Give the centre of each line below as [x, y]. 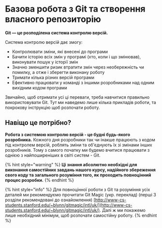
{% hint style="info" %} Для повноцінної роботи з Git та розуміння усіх [78, 189]
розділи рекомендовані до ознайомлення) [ [50, 200]
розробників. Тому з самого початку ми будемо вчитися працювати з [77, 150]
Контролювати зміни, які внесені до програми [60, 52]
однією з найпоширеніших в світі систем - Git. [53, 155]
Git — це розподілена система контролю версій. [56, 33]
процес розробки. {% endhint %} [39, 180]
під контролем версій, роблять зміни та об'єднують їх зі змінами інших [79, 145]
